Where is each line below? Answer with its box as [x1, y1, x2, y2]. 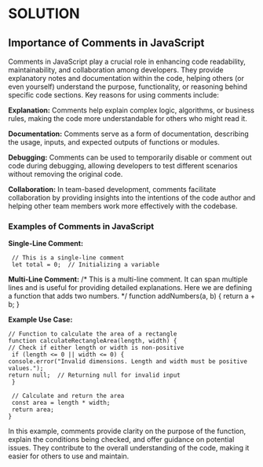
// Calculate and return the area [11, 392, 125, 400]
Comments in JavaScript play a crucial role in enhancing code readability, [8, 57, 246, 66]
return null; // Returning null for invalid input [8, 371, 181, 380]
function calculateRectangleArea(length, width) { [8, 337, 177, 345]
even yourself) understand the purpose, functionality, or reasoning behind [8, 82, 247, 91]
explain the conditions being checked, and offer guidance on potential [8, 435, 235, 444]
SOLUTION [8, 5, 80, 23]
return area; [11, 406, 55, 414]
